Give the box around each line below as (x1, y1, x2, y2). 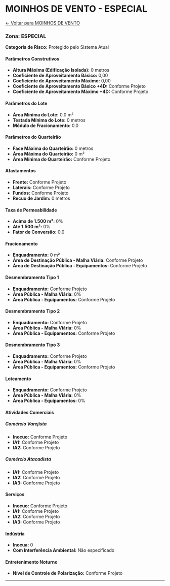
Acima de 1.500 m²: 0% (12, 218, 63, 224)
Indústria (5, 531, 25, 537)
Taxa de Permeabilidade (5, 207, 57, 213)
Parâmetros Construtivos (5, 55, 60, 61)
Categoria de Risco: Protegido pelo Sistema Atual (5, 44, 109, 50)
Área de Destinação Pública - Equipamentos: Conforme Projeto (12, 263, 147, 269)
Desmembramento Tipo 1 (5, 274, 59, 281)
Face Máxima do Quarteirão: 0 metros (12, 145, 94, 151)
